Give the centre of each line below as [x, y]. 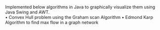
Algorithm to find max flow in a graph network [52, 22]
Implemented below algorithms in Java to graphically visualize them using [80, 7]
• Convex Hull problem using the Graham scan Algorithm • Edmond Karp [79, 17]
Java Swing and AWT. [27, 12]
